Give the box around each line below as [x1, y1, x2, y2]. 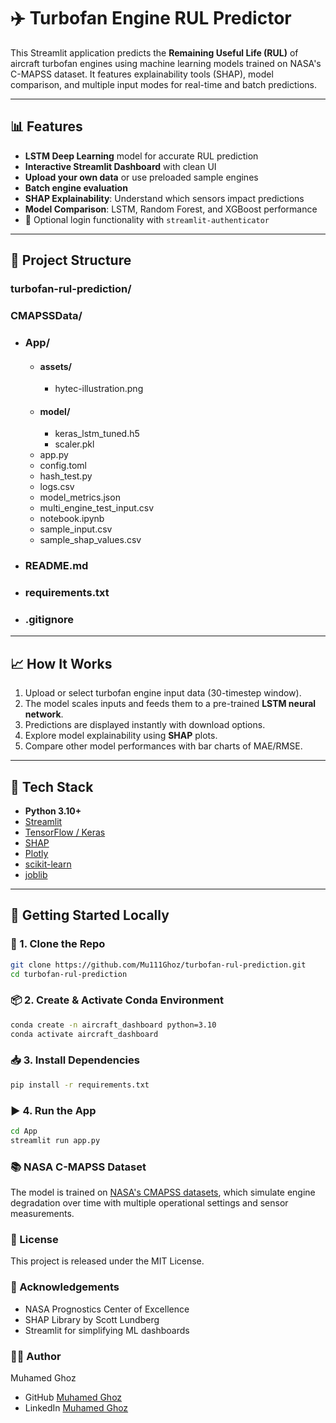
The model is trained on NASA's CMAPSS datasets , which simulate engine [10, 1186, 316, 1199]
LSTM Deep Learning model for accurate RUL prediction [24, 150, 259, 162]
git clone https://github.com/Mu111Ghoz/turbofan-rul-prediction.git [10, 960, 307, 970]
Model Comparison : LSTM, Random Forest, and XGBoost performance [24, 203, 318, 215]
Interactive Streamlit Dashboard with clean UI [24, 160, 217, 172]
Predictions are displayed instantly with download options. [24, 719, 266, 731]
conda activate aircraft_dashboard [10, 1029, 159, 1039]
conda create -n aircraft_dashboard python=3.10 [10, 1020, 217, 1030]
